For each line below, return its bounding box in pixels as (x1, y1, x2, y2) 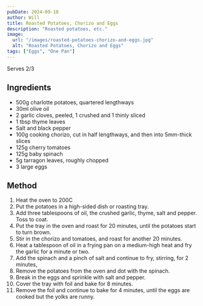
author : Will (7, 15, 40, 21)
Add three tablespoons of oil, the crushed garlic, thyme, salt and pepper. (15, 210, 198, 217)
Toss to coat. (15, 216, 48, 223)
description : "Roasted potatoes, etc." (7, 25, 108, 32)
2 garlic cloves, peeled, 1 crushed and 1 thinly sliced (15, 111, 146, 119)
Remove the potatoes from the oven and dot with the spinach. (15, 267, 170, 274)
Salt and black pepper (15, 124, 72, 131)
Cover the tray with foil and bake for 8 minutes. (15, 280, 133, 288)
